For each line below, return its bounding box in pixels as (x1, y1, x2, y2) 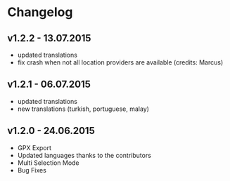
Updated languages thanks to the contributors (17, 151, 151, 159)
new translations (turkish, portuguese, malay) (17, 105, 150, 113)
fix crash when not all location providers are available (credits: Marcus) (17, 58, 224, 67)
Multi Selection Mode (17, 159, 79, 167)
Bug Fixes (17, 166, 47, 174)
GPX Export (17, 143, 51, 152)
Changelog (7, 4, 73, 20)
